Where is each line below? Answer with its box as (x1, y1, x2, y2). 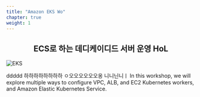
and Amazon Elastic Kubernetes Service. (6, 85, 107, 93)
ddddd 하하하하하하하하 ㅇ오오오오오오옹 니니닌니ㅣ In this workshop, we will (6, 72, 191, 80)
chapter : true (6, 14, 42, 20)
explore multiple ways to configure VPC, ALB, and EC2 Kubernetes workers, (6, 79, 194, 86)
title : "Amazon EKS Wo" (6, 8, 66, 15)
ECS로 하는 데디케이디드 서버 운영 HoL (33, 43, 169, 54)
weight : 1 (6, 20, 31, 26)
